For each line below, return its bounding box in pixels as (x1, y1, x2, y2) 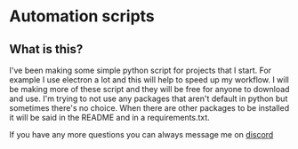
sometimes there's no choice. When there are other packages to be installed (9, 103, 290, 113)
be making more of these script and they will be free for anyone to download (9, 84, 290, 94)
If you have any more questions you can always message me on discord (9, 129, 274, 139)
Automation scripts (9, 6, 156, 27)
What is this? (9, 42, 84, 57)
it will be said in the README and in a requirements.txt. (9, 113, 211, 122)
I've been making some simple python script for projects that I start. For (9, 65, 272, 75)
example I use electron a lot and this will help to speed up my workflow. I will (9, 74, 289, 85)
